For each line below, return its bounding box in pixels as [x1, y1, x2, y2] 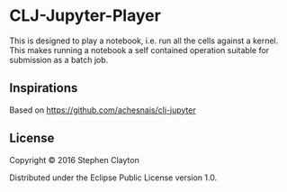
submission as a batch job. [9, 54, 109, 65]
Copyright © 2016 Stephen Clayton [9, 154, 139, 165]
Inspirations [9, 80, 78, 96]
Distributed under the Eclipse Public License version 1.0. [9, 172, 218, 183]
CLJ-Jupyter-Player [9, 5, 162, 26]
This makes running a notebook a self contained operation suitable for [9, 44, 270, 55]
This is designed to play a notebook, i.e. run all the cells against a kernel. [9, 35, 279, 46]
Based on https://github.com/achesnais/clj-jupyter [9, 105, 196, 115]
